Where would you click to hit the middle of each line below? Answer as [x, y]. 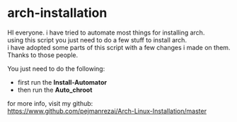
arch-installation [57, 13]
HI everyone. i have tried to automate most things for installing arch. [106, 32]
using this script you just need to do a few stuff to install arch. [97, 39]
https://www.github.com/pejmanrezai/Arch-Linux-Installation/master [107, 111]
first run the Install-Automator [62, 82]
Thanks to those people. [43, 55]
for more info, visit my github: [50, 103]
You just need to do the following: [56, 68]
